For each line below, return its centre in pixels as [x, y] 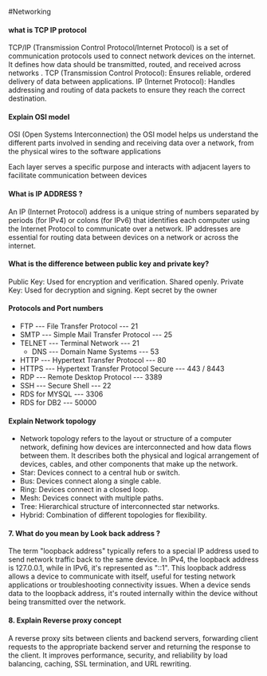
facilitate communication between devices [78, 176]
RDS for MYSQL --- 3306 [61, 394]
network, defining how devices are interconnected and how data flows [135, 447]
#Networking [30, 12]
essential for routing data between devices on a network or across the [124, 237]
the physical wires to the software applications [85, 152]
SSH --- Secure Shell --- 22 [65, 386]
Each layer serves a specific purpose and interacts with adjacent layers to [130, 167]
